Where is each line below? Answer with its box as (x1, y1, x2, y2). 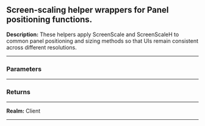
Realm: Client (6, 107, 41, 115)
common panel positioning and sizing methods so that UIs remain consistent (6, 37, 199, 45)
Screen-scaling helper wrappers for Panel (6, 5, 169, 15)
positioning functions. (6, 15, 93, 25)
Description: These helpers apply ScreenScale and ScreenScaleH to (6, 31, 179, 38)
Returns (6, 88, 31, 97)
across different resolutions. (6, 43, 77, 51)
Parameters (6, 64, 41, 73)
